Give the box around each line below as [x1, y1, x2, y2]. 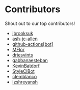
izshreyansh [12, 79, 38, 85]
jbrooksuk [12, 30, 34, 36]
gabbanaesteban [12, 57, 48, 63]
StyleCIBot [12, 68, 35, 74]
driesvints [12, 52, 34, 58]
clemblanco [12, 73, 37, 79]
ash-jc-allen [12, 36, 38, 42]
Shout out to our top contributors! [5, 20, 75, 26]
